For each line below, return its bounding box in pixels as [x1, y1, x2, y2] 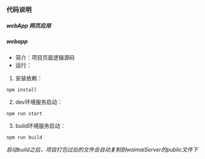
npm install [6, 87, 37, 93]
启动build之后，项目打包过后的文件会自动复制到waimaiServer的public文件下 [6, 146, 198, 153]
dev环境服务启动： [15, 98, 63, 106]
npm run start [6, 111, 43, 117]
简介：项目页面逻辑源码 [15, 54, 75, 61]
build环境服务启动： [15, 122, 66, 130]
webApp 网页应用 [6, 21, 51, 29]
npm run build [6, 134, 43, 141]
